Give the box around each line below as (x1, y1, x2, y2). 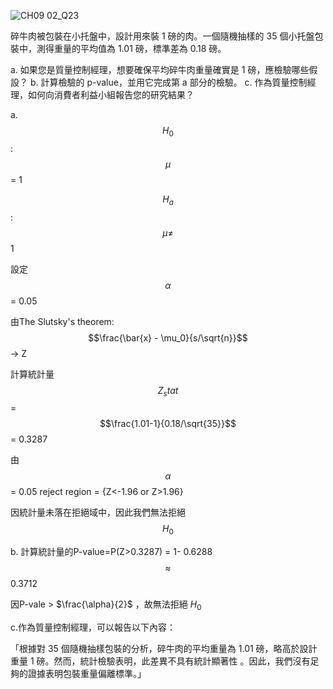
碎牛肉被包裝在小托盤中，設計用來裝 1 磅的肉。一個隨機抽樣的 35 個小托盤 (10, 30, 315, 42)
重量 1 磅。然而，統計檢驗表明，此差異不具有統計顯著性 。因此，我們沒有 (10, 655, 311, 667)
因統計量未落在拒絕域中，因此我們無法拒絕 (10, 506, 186, 519)
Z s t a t (157, 384, 179, 399)
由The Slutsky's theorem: (10, 315, 115, 327)
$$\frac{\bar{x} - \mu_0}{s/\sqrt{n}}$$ (88, 331, 248, 344)
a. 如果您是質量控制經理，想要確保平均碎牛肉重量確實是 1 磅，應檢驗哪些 (10, 64, 310, 75)
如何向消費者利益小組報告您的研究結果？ (27, 89, 195, 100)
